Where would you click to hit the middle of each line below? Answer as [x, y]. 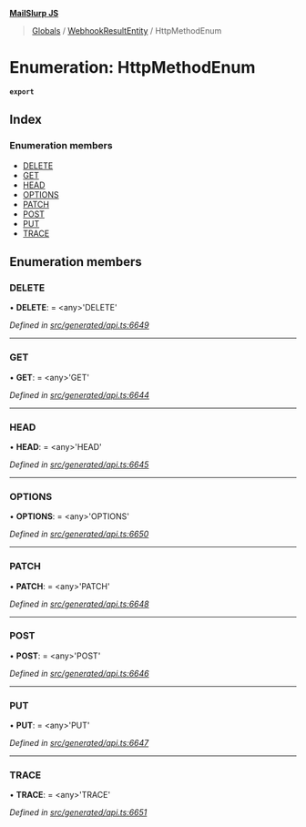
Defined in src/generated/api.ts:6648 [79, 604]
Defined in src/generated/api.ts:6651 [78, 812]
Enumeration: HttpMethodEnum [133, 68]
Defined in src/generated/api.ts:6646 [79, 673]
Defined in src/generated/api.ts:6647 [79, 743]
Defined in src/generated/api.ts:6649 [80, 325]
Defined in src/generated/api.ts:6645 [79, 465]
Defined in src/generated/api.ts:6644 [80, 394]
